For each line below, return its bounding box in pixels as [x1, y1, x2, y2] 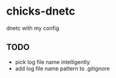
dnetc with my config [6, 24, 60, 32]
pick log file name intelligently [15, 58, 90, 65]
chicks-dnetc [6, 4, 76, 18]
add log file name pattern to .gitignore [15, 65, 111, 72]
